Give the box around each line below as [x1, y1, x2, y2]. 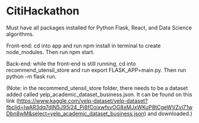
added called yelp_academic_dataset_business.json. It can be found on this [6, 91, 192, 98]
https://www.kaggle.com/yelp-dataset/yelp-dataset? [17, 97, 148, 104]
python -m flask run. [6, 73, 57, 80]
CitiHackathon [6, 4, 80, 18]
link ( [6, 97, 19, 104]
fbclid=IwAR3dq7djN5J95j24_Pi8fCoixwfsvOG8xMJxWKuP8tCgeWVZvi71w [6, 103, 193, 110]
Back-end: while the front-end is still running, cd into [6, 60, 136, 67]
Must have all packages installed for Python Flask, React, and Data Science [6, 24, 192, 31]
